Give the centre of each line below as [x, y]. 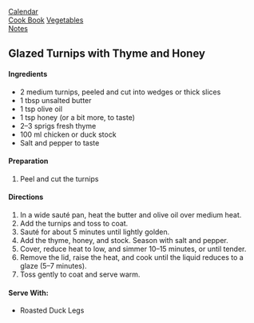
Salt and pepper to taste [60, 142]
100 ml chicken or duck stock [68, 134]
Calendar [23, 12]
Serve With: [29, 293]
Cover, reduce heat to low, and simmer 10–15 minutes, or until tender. [133, 249]
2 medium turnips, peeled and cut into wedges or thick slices [120, 92]
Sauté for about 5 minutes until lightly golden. [95, 232]
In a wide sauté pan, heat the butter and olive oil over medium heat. [131, 215]
